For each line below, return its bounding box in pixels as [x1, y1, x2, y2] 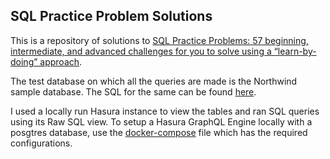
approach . [39, 55, 83, 68]
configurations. [10, 137, 73, 149]
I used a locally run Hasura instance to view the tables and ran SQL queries [10, 105, 320, 117]
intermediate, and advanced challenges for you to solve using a [10, 45, 272, 57]
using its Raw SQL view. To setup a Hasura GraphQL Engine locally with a [10, 115, 313, 128]
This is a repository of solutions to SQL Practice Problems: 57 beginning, [10, 34, 309, 46]
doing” [10, 55, 38, 68]
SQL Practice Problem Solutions [10, 8, 213, 25]
